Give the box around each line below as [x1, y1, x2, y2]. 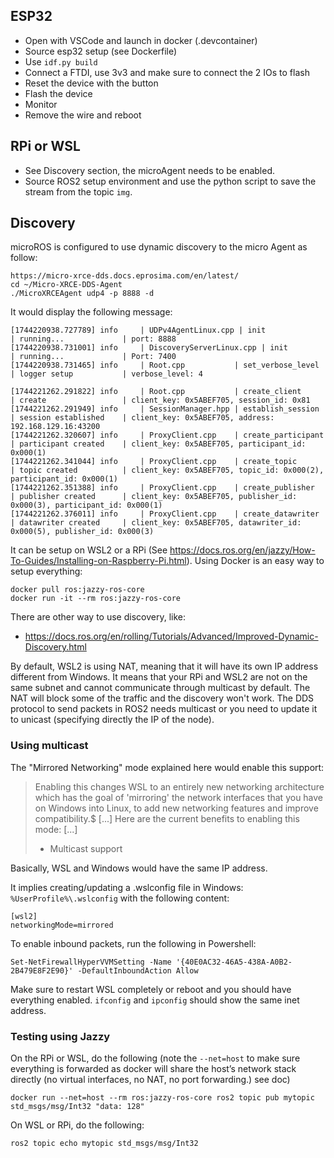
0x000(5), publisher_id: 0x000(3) [10, 527, 155, 537]
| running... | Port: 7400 [10, 352, 177, 362]
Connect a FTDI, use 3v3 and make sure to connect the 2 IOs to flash [24, 66, 310, 78]
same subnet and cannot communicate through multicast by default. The [10, 682, 311, 694]
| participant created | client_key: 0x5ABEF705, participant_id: [10, 439, 307, 449]
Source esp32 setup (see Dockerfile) [24, 45, 178, 57]
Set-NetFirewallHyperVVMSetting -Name [10, 957, 172, 967]
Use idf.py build [24, 55, 98, 68]
